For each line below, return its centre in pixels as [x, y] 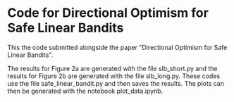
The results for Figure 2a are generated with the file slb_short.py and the [112, 68]
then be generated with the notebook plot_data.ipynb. [85, 91]
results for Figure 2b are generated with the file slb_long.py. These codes [114, 76]
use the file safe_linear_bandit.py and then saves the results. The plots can [116, 83]
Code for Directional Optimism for [108, 13]
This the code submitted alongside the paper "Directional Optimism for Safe [117, 47]
